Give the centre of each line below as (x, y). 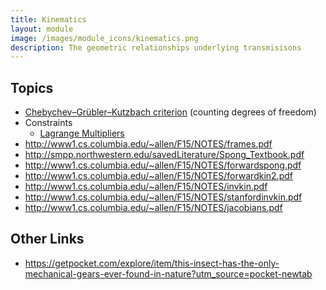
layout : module (42, 29)
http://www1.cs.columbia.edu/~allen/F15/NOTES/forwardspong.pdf (163, 165)
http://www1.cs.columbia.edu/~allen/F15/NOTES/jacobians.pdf (153, 208)
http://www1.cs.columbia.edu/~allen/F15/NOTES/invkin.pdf (146, 187)
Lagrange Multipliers (82, 133)
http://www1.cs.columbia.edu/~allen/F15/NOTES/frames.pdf (148, 144)
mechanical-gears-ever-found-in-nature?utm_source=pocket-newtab (168, 273)
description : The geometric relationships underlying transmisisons (156, 47)
